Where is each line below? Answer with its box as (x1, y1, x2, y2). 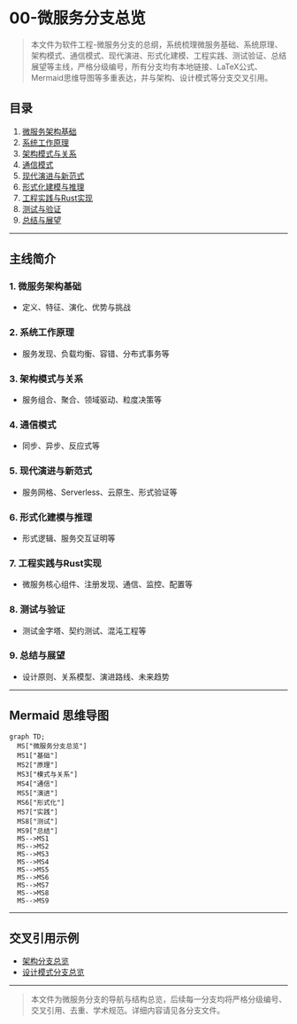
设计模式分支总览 (21, 967, 85, 978)
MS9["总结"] (17, 826, 59, 835)
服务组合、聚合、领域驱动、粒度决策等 (21, 395, 162, 405)
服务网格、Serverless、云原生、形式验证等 (21, 487, 179, 497)
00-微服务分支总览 (9, 8, 146, 28)
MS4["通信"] (17, 779, 59, 788)
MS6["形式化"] (17, 798, 65, 807)
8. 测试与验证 (9, 604, 65, 616)
